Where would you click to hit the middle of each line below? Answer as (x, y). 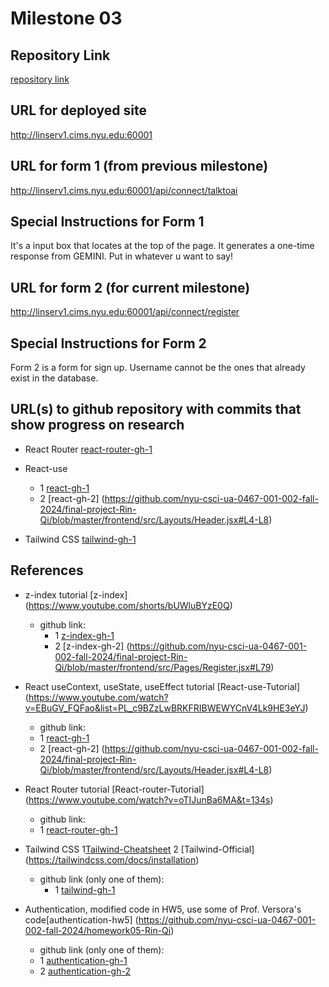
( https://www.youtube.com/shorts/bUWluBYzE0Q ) (128, 605)
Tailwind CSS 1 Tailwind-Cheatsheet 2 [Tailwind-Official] (139, 849)
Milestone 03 (66, 18)
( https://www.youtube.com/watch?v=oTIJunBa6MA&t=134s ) (149, 799)
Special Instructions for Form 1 (107, 222)
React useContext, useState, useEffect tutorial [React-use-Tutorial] (162, 686)
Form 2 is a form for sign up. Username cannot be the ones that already (158, 368)
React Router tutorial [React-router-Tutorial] (114, 789)
